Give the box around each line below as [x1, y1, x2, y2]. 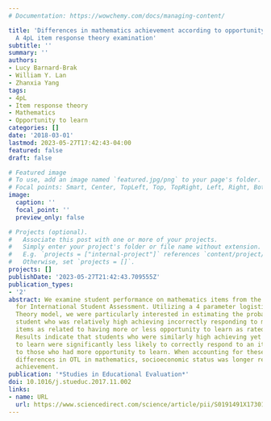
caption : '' [15, 198, 56, 206]
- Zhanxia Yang [8, 78, 60, 87]
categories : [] [8, 124, 60, 132]
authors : [8, 56, 38, 65]
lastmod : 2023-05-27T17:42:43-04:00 [8, 139, 131, 147]
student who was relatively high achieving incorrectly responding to [15, 318, 258, 327]
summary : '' [8, 49, 48, 57]
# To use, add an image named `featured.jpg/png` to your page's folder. [8, 176, 262, 184]
